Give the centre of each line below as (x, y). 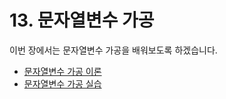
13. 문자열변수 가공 (82, 20)
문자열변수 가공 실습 (62, 83)
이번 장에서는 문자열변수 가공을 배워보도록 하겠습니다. (113, 50)
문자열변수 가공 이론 (62, 71)
